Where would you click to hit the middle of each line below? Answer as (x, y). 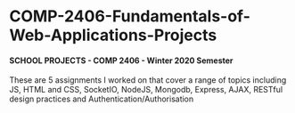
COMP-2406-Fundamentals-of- (130, 16)
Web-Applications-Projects (113, 35)
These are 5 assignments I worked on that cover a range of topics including (148, 80)
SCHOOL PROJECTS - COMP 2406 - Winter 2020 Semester (121, 61)
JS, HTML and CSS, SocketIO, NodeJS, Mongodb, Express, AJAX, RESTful (146, 90)
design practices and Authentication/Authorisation (102, 99)
